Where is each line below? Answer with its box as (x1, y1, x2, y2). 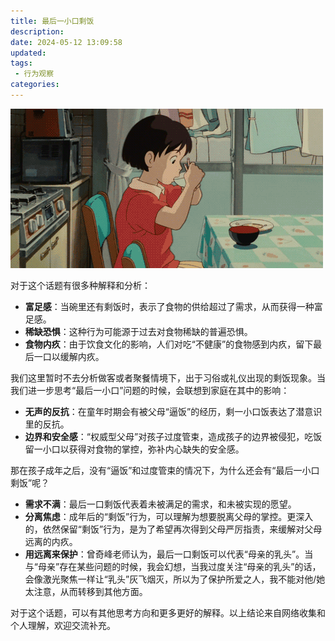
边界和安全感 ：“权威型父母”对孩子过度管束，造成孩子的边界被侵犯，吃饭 (24, 430, 323, 442)
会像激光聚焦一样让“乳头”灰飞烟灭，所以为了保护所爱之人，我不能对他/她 (24, 573, 326, 585)
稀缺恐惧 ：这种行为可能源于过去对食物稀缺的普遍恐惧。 (24, 325, 253, 337)
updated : (10, 48, 47, 58)
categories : (10, 80, 60, 90)
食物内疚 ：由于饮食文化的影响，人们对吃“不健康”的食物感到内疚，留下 (24, 338, 314, 350)
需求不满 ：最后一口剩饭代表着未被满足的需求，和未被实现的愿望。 (24, 498, 297, 510)
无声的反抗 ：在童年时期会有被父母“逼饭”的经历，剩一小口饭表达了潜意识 (24, 405, 323, 417)
